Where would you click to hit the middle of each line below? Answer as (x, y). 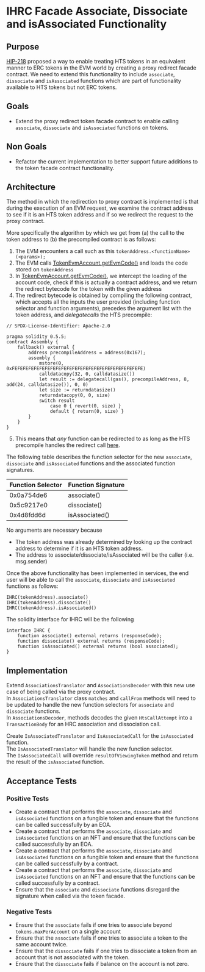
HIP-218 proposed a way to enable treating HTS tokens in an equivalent (96, 61)
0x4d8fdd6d (27, 515)
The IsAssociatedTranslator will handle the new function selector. (90, 749)
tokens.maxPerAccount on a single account (68, 932)
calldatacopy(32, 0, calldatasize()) (87, 374)
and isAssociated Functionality (87, 24)
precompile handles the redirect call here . (67, 445)
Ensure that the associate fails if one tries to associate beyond (93, 925)
